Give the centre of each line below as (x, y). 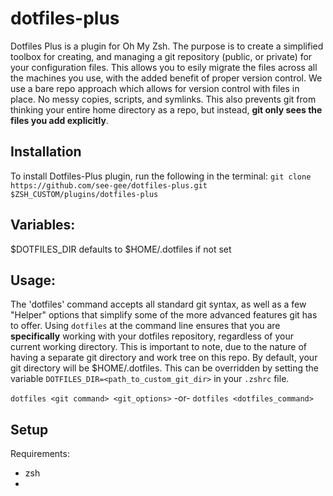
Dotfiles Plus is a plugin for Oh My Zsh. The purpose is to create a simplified (167, 46)
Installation (46, 152)
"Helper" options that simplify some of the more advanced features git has (164, 315)
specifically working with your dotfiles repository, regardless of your (152, 336)
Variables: (43, 225)
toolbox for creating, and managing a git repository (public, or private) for (161, 56)
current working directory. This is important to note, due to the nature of (158, 347)
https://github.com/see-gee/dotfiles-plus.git (109, 185)
